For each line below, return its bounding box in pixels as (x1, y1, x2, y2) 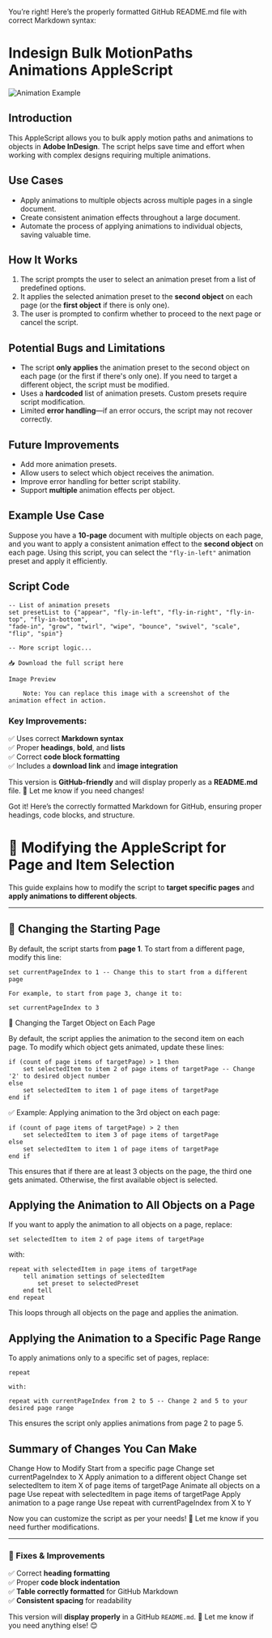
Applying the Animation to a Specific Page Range (8, 1331, 261, 1345)
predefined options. (19, 283, 87, 293)
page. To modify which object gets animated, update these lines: (8, 1042, 224, 1052)
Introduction (8, 111, 73, 125)
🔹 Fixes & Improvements (8, 1550, 105, 1562)
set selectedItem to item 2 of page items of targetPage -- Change (23, 1065, 255, 1073)
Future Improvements (8, 438, 120, 452)
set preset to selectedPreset (37, 1280, 139, 1288)
